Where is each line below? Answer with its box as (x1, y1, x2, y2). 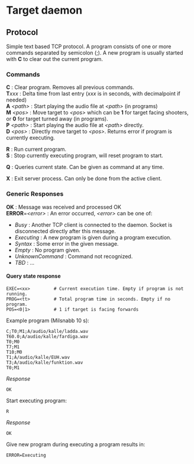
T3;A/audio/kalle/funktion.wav (6, 360, 83, 366)
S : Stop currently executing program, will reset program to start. (6, 152, 164, 159)
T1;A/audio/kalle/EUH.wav (6, 354, 70, 360)
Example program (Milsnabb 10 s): (6, 317, 90, 324)
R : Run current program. (6, 146, 67, 153)
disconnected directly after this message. (14, 227, 117, 234)
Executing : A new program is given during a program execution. (14, 234, 172, 241)
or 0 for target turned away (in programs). (6, 115, 108, 122)
